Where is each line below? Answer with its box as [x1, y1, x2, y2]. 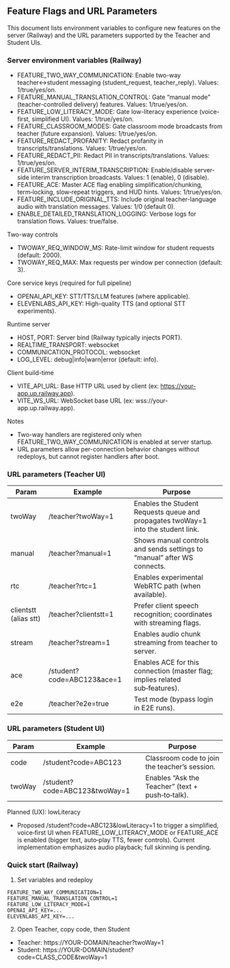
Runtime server [7, 320, 50, 328]
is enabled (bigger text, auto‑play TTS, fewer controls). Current [16, 835, 195, 844]
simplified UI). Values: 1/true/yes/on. [31, 115, 134, 123]
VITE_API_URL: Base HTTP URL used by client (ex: [16, 382, 159, 390]
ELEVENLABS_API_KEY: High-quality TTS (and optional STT [16, 300, 186, 308]
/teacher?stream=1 [48, 638, 111, 648]
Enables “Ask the [145, 773, 200, 783]
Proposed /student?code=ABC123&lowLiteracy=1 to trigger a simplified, [16, 821, 219, 829]
